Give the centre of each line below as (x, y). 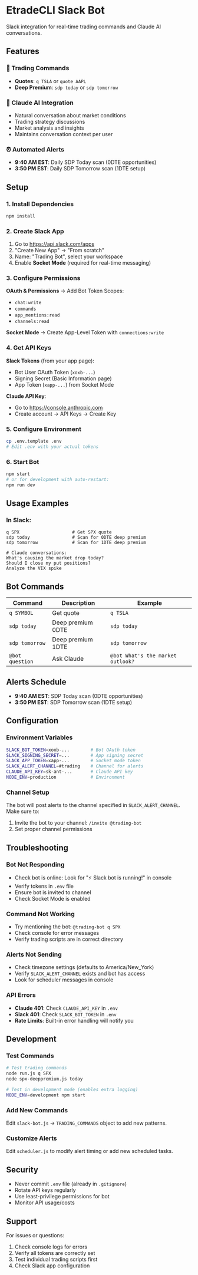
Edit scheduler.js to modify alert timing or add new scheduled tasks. (90, 1151)
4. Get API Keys (29, 348)
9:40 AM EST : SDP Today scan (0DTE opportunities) (79, 696)
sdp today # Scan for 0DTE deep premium (76, 538)
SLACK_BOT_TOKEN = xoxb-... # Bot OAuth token (71, 750)
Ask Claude (68, 659)
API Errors (21, 995)
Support (22, 1221)
